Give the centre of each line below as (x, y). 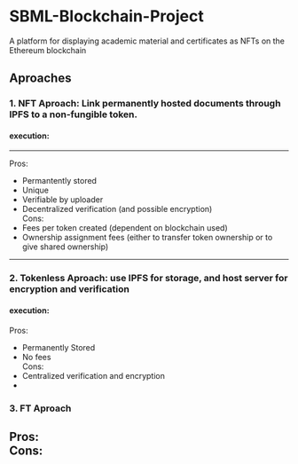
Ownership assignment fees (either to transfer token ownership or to (147, 238)
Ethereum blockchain (48, 50)
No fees (36, 357)
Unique (35, 190)
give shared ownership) (65, 247)
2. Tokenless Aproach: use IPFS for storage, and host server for (149, 279)
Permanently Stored (59, 347)
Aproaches (40, 79)
